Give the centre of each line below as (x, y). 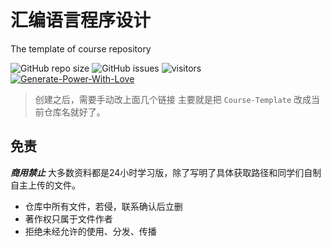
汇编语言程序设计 (81, 20)
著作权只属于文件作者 (68, 218)
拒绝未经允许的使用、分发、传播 (90, 231)
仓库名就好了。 (74, 112)
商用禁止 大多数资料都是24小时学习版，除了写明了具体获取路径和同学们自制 (166, 172)
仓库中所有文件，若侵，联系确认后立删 (103, 206)
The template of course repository (81, 48)
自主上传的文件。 (45, 185)
